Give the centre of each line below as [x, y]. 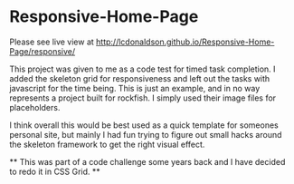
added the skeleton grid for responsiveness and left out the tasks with [140, 78]
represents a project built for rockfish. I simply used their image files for [143, 98]
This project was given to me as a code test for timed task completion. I [142, 69]
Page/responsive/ [43, 51]
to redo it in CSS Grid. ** [55, 171]
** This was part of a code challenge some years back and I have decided [147, 161]
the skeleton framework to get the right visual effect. [107, 144]
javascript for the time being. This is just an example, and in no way [135, 88]
